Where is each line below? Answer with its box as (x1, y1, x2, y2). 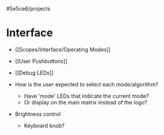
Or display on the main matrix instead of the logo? (23, 98, 148, 106)
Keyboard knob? (23, 122, 65, 129)
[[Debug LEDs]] (14, 69, 54, 76)
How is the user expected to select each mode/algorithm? (14, 80, 159, 88)
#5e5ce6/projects (6, 5, 50, 12)
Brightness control (14, 110, 61, 118)
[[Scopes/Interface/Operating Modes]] (14, 46, 111, 53)
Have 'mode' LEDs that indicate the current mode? (23, 92, 149, 100)
